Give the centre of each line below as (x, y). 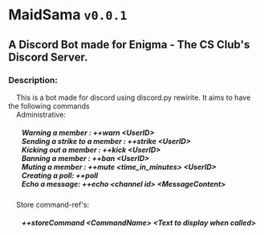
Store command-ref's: (53, 204)
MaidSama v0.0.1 (68, 15)
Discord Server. (48, 57)
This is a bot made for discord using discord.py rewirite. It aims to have (133, 97)
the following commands (49, 105)
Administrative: (41, 114)
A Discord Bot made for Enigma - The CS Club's (129, 45)
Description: (33, 80)
